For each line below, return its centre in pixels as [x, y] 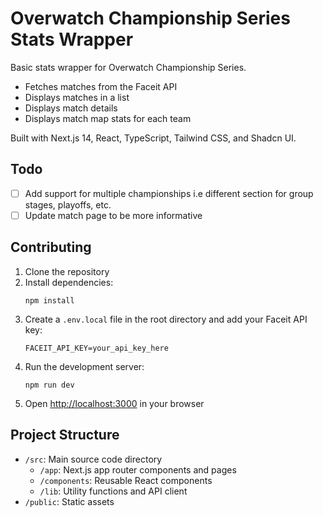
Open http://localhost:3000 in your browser [114, 403]
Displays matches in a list [77, 97]
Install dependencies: [69, 282]
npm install [49, 300]
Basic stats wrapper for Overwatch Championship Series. [128, 67]
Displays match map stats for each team [108, 118]
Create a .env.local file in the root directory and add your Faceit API [166, 319]
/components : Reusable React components [126, 480]
